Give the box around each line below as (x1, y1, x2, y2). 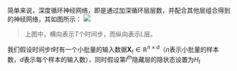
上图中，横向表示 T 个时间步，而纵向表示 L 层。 (24, 30, 157, 38)
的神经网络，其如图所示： (7, 15, 82, 23)
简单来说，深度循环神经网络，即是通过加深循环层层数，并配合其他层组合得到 (7, 6, 231, 14)
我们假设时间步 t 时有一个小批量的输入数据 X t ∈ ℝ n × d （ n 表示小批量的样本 (7, 44, 219, 55)
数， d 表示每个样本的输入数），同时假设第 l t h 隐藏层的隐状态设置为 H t (7, 54, 200, 65)
